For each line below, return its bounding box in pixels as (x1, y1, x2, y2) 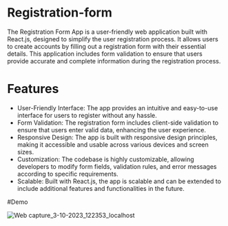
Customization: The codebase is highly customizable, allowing (17, 155, 194, 163)
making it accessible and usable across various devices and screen (17, 140, 209, 149)
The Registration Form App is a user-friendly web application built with (7, 28, 208, 36)
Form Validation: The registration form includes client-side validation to (17, 119, 219, 127)
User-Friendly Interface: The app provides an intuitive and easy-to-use (17, 103, 218, 112)
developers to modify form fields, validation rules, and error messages (17, 162, 217, 170)
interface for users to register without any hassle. (17, 111, 157, 119)
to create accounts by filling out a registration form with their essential (7, 42, 207, 50)
